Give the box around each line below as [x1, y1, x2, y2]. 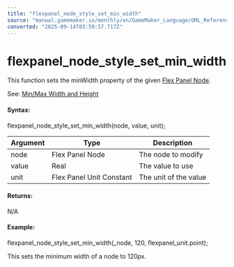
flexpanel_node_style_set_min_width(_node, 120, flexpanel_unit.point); [7, 238, 208, 247]
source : [7, 17, 30, 24]
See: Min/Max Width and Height [7, 90, 99, 98]
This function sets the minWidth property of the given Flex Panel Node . [7, 76, 211, 84]
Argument [10, 137, 45, 147]
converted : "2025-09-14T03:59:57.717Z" [7, 23, 123, 30]
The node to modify [139, 149, 203, 159]
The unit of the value [139, 172, 207, 182]
